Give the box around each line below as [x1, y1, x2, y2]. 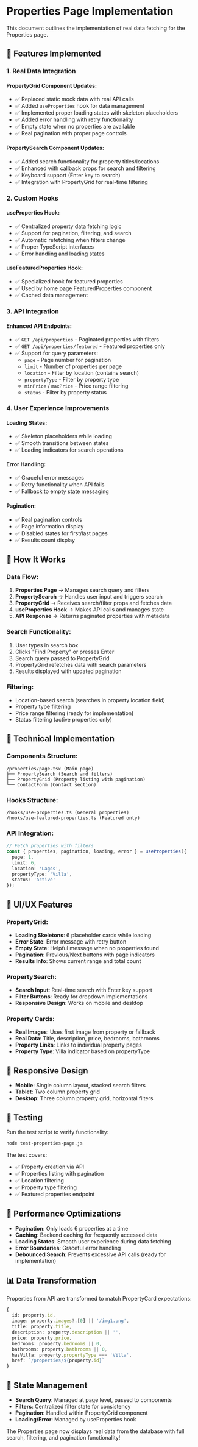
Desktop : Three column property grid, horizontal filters [15, 1095, 154, 1102]
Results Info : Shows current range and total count [15, 957, 141, 964]
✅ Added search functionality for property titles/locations [15, 157, 160, 165]
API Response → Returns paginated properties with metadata [15, 613, 171, 620]
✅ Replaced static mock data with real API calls [15, 96, 134, 103]
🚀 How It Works [6, 555, 66, 565]
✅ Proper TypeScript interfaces [15, 243, 94, 251]
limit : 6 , [12, 859, 37, 866]
